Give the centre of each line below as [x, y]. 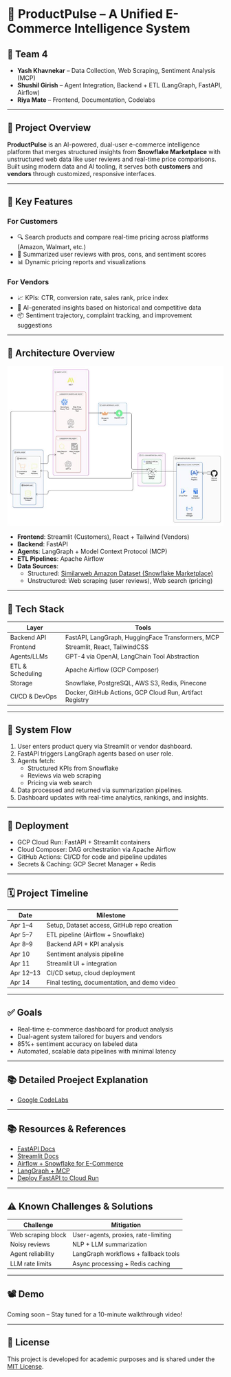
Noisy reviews [30, 1244]
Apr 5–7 [21, 935]
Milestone [111, 915]
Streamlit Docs [38, 1156]
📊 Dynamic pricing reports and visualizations [81, 261]
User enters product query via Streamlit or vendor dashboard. [104, 747]
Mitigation [126, 1225]
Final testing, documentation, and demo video [111, 983]
